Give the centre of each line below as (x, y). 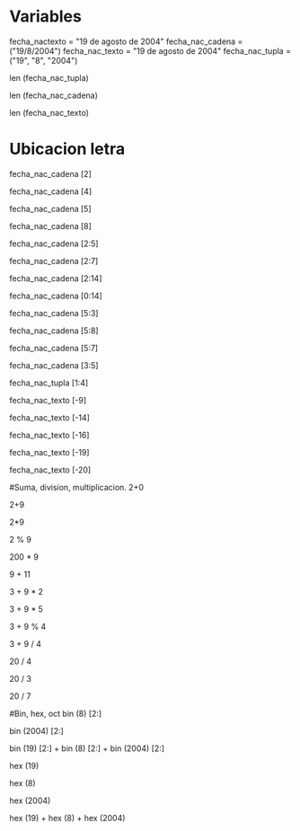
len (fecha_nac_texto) (49, 112)
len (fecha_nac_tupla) (49, 77)
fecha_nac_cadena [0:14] (56, 296)
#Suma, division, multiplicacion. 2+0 (76, 487)
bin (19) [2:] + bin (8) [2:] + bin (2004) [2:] (87, 748)
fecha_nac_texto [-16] (49, 435)
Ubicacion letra (67, 149)
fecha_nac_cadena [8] (51, 225)
